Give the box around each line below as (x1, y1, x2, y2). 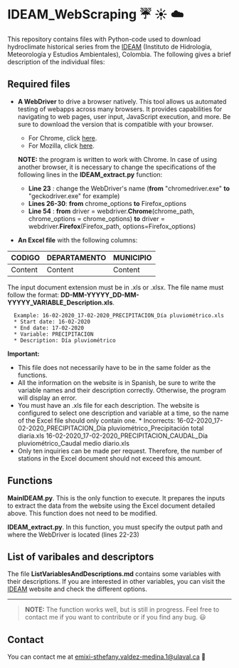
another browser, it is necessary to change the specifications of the (17, 163, 216, 171)
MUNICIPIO (112, 252, 152, 262)
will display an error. (17, 394, 77, 402)
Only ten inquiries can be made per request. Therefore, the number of (17, 446, 223, 455)
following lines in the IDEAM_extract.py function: (17, 170, 163, 179)
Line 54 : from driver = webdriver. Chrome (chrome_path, (28, 207, 195, 215)
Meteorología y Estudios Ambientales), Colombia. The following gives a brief (7, 50, 231, 58)
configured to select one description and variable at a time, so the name (17, 408, 229, 417)
